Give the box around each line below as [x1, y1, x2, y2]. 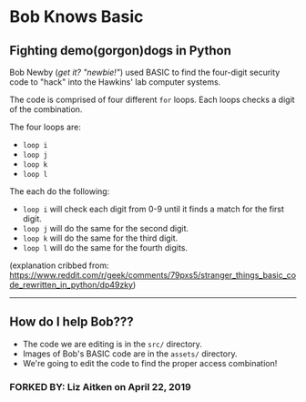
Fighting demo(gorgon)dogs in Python [9, 43, 232, 58]
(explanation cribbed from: [9, 260, 109, 271]
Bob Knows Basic [9, 6, 144, 27]
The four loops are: [9, 121, 82, 132]
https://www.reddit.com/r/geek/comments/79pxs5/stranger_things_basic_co [9, 270, 297, 280]
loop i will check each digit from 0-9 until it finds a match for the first [22, 203, 285, 214]
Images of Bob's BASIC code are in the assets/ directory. [22, 348, 238, 359]
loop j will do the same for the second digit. [22, 223, 189, 233]
